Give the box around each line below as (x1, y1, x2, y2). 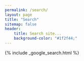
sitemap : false (5, 21, 37, 27)
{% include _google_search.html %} (5, 49, 79, 56)
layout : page (5, 12, 32, 17)
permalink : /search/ (5, 7, 49, 13)
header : (5, 26, 21, 32)
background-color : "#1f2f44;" (14, 36, 78, 41)
